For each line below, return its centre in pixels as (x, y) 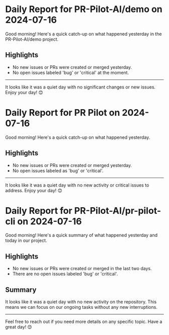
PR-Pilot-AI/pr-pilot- (118, 211)
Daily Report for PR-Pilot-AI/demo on (84, 9)
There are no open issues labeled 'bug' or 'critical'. (65, 274)
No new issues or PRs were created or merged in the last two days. (82, 269)
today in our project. (26, 240)
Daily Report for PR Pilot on (63, 112)
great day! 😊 (19, 327)
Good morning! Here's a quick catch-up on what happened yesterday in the (83, 34)
